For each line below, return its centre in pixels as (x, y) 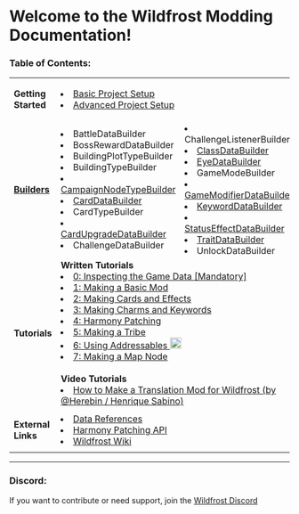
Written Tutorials (97, 265)
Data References (108, 419)
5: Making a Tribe (109, 332)
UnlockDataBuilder (236, 251)
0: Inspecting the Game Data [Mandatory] (160, 276)
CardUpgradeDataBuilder (114, 234)
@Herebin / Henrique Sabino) (122, 401)
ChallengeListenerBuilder (238, 140)
